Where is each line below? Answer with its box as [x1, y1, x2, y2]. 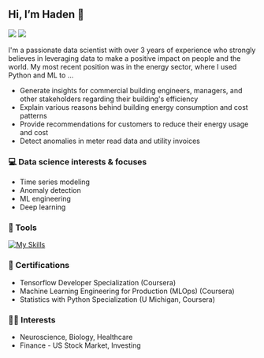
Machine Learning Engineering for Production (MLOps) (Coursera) [19, 286, 235, 296]
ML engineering [19, 194, 71, 204]
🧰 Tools [8, 222, 37, 233]
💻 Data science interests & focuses [8, 156, 147, 167]
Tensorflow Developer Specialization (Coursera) [19, 277, 177, 287]
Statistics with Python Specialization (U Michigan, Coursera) [19, 294, 215, 304]
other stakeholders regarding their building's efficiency [19, 94, 199, 104]
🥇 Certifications [8, 260, 70, 271]
